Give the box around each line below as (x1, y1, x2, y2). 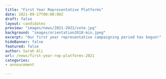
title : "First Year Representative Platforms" (5, 7, 104, 12)
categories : (5, 58, 30, 63)
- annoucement (5, 62, 35, 67)
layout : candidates (5, 21, 46, 26)
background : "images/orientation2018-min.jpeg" (5, 30, 106, 35)
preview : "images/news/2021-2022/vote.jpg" (5, 26, 97, 31)
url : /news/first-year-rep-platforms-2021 (5, 53, 95, 58)
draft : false (5, 16, 32, 21)
